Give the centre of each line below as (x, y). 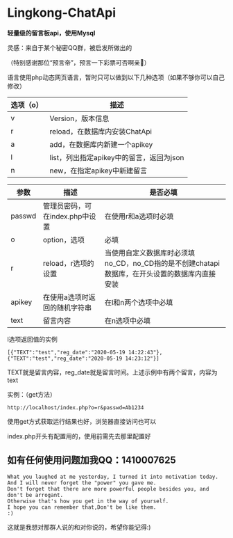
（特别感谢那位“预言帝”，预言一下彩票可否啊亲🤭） (79, 62)
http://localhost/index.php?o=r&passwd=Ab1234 (76, 408)
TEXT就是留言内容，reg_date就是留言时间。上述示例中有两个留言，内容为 (112, 372)
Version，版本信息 (79, 118)
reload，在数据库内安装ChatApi (101, 132)
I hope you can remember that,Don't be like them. (82, 507)
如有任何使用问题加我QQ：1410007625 (92, 460)
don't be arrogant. (35, 495)
